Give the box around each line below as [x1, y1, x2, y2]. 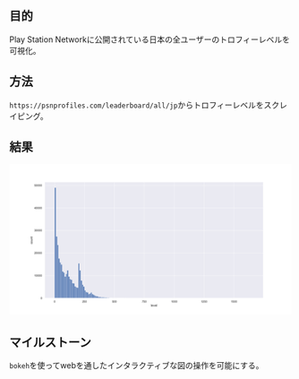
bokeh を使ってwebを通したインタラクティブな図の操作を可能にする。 [9, 359, 264, 370]
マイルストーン [9, 334, 91, 349]
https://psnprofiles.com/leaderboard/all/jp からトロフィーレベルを [9, 99, 264, 110]
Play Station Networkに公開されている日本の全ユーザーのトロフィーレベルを [9, 34, 291, 45]
